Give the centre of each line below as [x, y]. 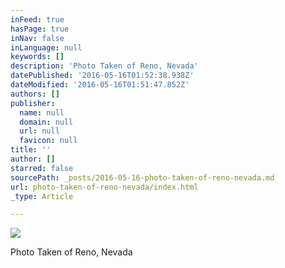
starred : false [42, 168]
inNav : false [37, 38]
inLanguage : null [46, 47]
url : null [39, 131]
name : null [42, 112]
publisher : [33, 103]
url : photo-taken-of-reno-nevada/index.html [104, 187]
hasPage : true [40, 29]
